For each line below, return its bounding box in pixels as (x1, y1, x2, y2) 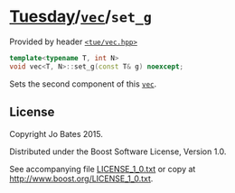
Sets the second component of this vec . (9, 78, 157, 89)
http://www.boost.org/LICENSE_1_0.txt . (9, 173, 154, 184)
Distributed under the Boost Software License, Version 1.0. (9, 146, 227, 157)
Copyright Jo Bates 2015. (9, 128, 104, 139)
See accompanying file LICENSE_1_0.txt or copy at (9, 163, 196, 174)
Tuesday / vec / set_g (9, 6, 152, 27)
